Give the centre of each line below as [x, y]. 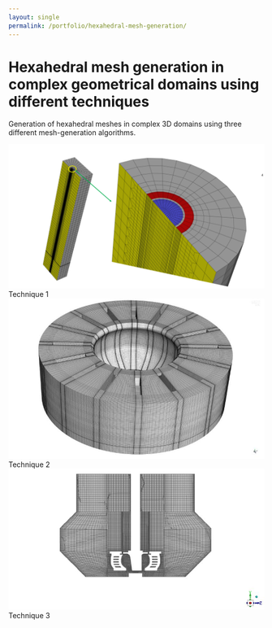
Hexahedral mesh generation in [117, 67]
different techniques [79, 101]
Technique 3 [29, 615]
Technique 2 [29, 464]
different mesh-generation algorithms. [72, 133]
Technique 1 [28, 294]
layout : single [34, 17]
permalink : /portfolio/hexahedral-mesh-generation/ [97, 26]
